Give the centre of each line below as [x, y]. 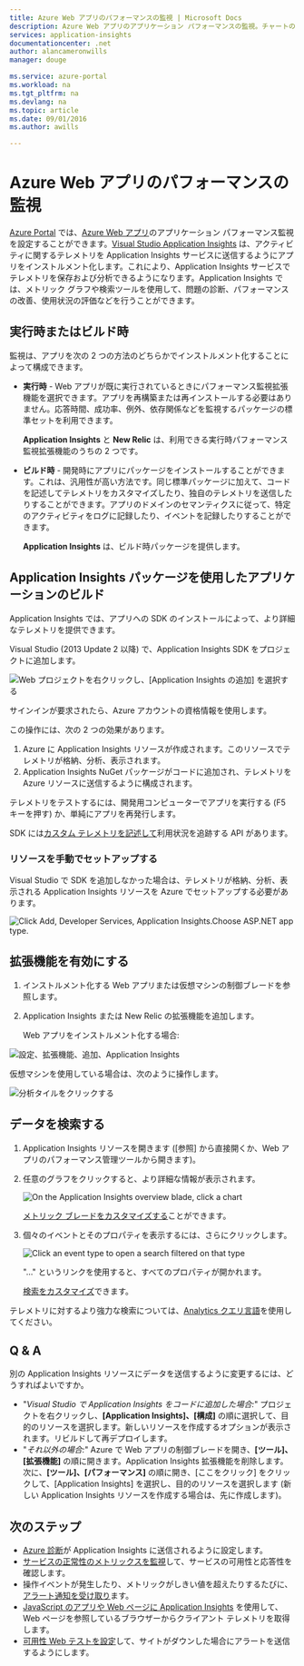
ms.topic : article [44, 110]
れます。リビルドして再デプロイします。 [97, 1438]
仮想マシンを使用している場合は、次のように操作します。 [117, 1074]
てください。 [33, 1322]
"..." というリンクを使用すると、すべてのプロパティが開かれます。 [144, 1272]
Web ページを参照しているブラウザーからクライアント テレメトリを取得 [156, 1619]
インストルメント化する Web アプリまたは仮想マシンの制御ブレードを [152, 985]
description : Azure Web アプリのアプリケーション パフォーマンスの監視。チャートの [153, 26]
